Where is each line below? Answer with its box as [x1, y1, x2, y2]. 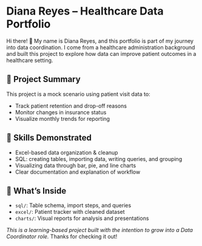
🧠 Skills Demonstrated [6, 132, 92, 143]
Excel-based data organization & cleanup [15, 149, 118, 156]
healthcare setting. [6, 56, 53, 64]
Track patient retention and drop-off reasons [15, 102, 127, 109]
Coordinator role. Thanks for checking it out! [6, 233, 118, 241]
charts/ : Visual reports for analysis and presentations [15, 214, 149, 222]
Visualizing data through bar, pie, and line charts [15, 162, 136, 169]
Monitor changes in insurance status [15, 108, 107, 116]
